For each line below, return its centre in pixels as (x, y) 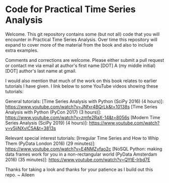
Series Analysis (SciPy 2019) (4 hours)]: (47, 123)
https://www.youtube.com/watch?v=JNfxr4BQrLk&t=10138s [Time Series (81, 106)
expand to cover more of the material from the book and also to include (79, 45)
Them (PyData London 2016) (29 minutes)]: (50, 143)
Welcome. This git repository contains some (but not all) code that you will (82, 34)
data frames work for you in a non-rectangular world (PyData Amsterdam (81, 154)
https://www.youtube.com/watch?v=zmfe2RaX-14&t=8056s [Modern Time (83, 117)
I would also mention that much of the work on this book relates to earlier (81, 81)
